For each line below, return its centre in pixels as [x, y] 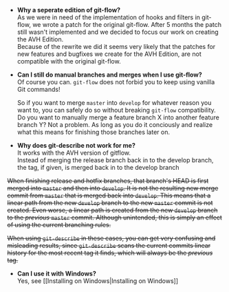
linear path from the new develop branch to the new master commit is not [110, 203]
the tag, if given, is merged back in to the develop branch [98, 167]
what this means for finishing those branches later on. [94, 132]
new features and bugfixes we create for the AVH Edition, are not [109, 54]
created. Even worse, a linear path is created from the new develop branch [112, 210]
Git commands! [39, 89]
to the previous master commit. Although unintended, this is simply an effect [115, 217]
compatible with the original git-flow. [69, 61]
